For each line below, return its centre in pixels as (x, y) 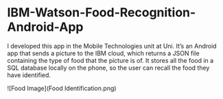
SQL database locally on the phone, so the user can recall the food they (108, 68)
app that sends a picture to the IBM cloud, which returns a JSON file (104, 53)
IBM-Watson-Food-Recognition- (102, 13)
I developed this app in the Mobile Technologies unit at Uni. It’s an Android (112, 46)
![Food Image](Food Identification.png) (62, 88)
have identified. (29, 75)
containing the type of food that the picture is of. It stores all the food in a (110, 60)
